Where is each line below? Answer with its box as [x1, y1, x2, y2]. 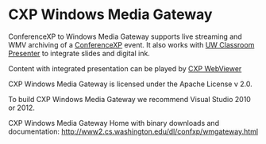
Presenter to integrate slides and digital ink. [8, 48, 151, 58]
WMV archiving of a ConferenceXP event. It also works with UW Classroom [8, 40, 255, 49]
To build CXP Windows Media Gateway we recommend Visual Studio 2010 [8, 94, 252, 104]
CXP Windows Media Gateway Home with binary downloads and [8, 118, 220, 127]
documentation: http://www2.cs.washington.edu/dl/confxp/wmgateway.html [8, 127, 259, 136]
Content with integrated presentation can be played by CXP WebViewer [8, 63, 242, 73]
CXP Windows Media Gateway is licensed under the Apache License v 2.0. [8, 79, 253, 89]
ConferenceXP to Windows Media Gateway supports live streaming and [8, 32, 242, 41]
